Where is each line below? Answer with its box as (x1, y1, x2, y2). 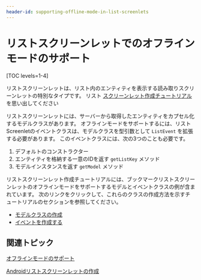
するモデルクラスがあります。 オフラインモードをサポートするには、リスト (6, 120, 191, 127)
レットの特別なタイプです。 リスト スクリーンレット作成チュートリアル (16, 92, 192, 99)
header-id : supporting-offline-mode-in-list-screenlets (6, 8, 149, 15)
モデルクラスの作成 (14, 211, 63, 218)
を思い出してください (6, 99, 59, 107)
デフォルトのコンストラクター (14, 148, 89, 155)
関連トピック (6, 237, 54, 247)
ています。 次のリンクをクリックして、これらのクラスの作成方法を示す (11, 190, 185, 198)
